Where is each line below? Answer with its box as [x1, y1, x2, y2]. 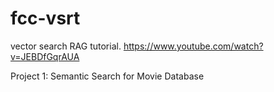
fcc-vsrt [10, 7, 81, 30]
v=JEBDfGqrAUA [10, 50, 80, 62]
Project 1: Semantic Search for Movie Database [10, 70, 205, 82]
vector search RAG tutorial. [10, 40, 122, 52]
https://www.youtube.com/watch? [123, 40, 264, 52]
